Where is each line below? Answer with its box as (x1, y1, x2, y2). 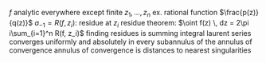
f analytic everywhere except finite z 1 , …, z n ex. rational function (9, 8, 218, 19)
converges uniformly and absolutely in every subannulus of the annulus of (9, 37, 253, 46)
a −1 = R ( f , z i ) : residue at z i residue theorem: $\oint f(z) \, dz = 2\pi (34, 18, 249, 30)
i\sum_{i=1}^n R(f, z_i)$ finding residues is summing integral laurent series (9, 28, 252, 37)
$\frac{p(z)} (219, 8, 260, 17)
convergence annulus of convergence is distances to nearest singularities (9, 45, 252, 55)
